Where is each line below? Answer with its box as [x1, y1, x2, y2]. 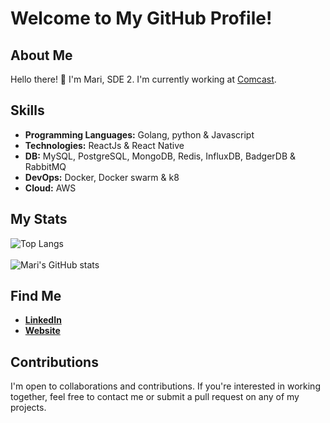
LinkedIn [24, 314, 62, 326]
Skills [10, 102, 45, 119]
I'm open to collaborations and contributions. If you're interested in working [10, 380, 321, 392]
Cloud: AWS [24, 182, 77, 194]
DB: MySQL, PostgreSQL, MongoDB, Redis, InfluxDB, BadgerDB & [24, 150, 297, 162]
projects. [10, 402, 47, 414]
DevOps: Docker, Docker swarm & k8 [24, 171, 180, 183]
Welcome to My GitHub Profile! [10, 7, 273, 30]
